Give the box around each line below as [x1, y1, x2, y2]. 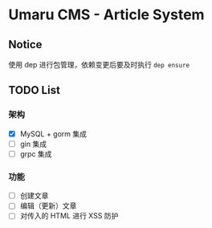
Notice [8, 38, 43, 51]
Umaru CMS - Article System [8, 6, 205, 24]
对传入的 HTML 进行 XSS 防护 [19, 211, 119, 221]
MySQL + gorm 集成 [19, 128, 87, 138]
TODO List [8, 83, 60, 97]
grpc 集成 [19, 149, 52, 158]
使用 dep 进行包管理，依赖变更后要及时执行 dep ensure [8, 60, 190, 69]
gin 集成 [19, 139, 47, 149]
